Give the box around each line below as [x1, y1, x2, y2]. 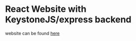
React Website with [5, 3, 87, 15]
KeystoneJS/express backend [5, 14, 132, 25]
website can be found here [5, 30, 60, 36]
